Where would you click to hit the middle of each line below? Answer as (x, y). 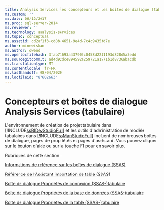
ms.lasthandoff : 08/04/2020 (34, 73)
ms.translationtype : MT (29, 64)
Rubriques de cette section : (33, 155)
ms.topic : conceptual (27, 37)
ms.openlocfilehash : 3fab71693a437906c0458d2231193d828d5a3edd (71, 55)
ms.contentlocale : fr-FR (30, 69)
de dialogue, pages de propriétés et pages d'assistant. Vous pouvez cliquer (81, 140)
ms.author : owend (23, 50)
